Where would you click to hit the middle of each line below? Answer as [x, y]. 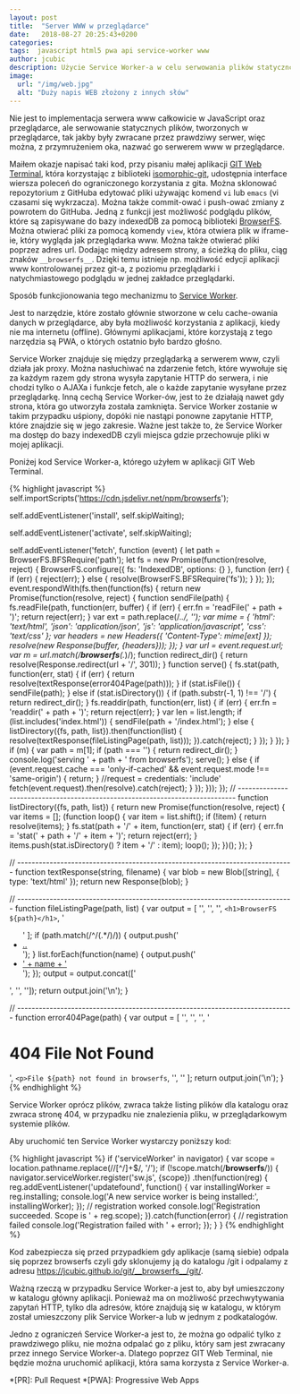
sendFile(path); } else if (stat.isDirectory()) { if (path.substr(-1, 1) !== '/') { [143, 693]
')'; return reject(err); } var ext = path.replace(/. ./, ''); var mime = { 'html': [142, 616]
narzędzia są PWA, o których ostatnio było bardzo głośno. [116, 341]
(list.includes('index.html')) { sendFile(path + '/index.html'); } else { [132, 721]
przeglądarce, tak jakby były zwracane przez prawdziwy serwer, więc [137, 137]
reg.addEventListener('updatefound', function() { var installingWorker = [140, 1187]
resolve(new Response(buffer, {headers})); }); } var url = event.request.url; [146, 645]
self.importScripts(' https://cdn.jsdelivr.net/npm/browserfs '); [119, 498]
